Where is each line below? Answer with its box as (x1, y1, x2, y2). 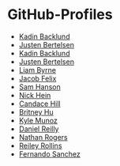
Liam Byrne (18, 65, 57, 74)
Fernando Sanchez (18, 149, 81, 159)
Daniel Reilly (18, 124, 59, 134)
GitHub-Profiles (7, 6, 113, 24)
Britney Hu (18, 107, 54, 116)
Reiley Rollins (18, 141, 62, 150)
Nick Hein (18, 90, 51, 100)
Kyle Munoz (18, 115, 58, 125)
